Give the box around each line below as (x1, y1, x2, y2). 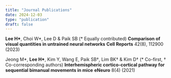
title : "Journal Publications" (5, 7, 72, 13)
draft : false (5, 21, 33, 27)
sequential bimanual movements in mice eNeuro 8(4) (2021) (5, 67, 136, 73)
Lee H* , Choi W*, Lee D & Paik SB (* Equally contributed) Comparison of (5, 36, 160, 42)
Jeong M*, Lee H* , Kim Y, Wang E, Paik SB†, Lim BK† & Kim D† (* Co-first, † (5, 57, 166, 63)
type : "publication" (5, 17, 50, 22)
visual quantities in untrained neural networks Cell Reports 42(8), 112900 (5, 41, 164, 47)
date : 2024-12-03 (5, 12, 42, 17)
